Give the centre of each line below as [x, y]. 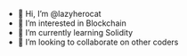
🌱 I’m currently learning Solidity [75, 32]
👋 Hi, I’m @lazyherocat [59, 14]
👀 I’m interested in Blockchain [72, 23]
